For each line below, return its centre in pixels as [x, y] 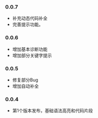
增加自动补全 [25, 86]
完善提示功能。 [28, 25]
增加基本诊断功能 [30, 49]
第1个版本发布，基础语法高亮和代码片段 [52, 111]
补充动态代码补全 [30, 18]
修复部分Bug [25, 80]
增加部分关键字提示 [32, 55]
